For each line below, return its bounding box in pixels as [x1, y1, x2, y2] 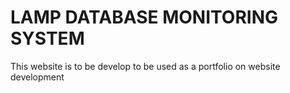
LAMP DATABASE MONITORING [10, 6, 278, 29]
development [10, 71, 65, 83]
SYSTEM [10, 27, 85, 50]
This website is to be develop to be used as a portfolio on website [10, 60, 281, 72]
